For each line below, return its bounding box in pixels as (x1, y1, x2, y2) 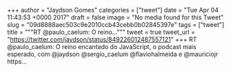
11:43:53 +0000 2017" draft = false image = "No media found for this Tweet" (7, 13, 224, 21)
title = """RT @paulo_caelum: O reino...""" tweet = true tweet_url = (7, 28, 195, 36)
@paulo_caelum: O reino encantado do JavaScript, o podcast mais (7, 43, 197, 51)
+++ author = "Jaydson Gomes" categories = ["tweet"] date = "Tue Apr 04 (7, 6, 219, 14)
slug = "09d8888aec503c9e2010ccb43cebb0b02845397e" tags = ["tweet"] (7, 21, 225, 28)
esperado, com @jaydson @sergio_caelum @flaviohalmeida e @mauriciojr (7, 50, 219, 58)
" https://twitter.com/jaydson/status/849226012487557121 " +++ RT (7, 35, 197, 44)
